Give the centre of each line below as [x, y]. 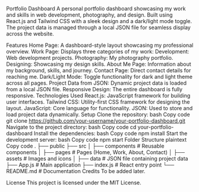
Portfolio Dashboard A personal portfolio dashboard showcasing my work [96, 9]
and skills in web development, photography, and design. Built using [90, 15]
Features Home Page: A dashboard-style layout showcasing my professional [100, 45]
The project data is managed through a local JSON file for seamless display [99, 27]
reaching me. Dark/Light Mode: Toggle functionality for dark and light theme [99, 77]
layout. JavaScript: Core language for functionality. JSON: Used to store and [99, 108]
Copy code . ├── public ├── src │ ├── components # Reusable [85, 146]
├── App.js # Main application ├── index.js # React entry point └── [90, 165]
